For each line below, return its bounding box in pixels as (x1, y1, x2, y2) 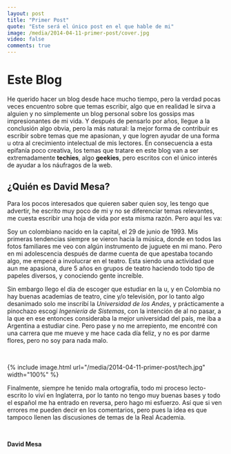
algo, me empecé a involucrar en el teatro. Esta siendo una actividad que (7, 256, 214, 265)
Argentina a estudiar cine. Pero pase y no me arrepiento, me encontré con (7, 321, 218, 330)
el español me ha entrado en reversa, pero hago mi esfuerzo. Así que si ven (7, 398, 222, 406)
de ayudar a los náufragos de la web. (7, 160, 112, 169)
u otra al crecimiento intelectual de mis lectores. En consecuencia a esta (7, 139, 212, 147)
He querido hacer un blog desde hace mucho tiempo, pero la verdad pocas (7, 95, 221, 103)
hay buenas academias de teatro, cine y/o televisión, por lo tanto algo (7, 292, 205, 301)
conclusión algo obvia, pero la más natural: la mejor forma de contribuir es (7, 124, 219, 132)
